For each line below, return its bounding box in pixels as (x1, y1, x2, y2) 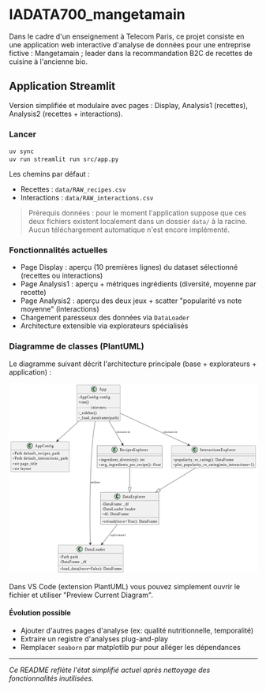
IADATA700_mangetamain (9, 6, 186, 24)
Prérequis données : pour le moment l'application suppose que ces (28, 208, 247, 218)
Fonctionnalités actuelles (9, 245, 108, 256)
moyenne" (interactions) (20, 304, 99, 314)
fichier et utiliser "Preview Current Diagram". (9, 590, 153, 599)
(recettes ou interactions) (20, 271, 103, 281)
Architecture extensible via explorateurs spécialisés (20, 321, 189, 331)
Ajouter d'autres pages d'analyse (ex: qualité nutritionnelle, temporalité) (20, 626, 254, 635)
